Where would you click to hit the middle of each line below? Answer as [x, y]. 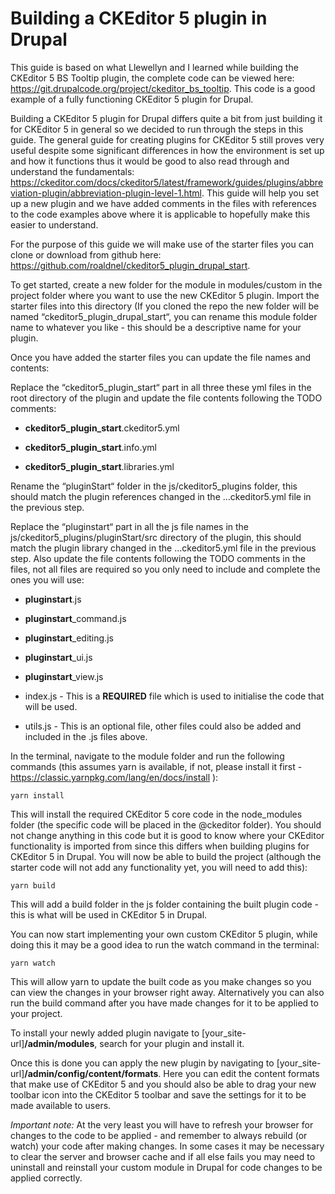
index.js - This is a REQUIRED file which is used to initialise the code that [174, 696]
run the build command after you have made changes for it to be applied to [164, 1003]
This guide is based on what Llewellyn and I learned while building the [154, 67]
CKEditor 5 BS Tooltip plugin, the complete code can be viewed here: [152, 78]
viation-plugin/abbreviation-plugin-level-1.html [106, 193]
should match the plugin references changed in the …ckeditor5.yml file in [161, 496]
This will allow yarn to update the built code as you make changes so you [161, 981]
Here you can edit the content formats [241, 1073]
